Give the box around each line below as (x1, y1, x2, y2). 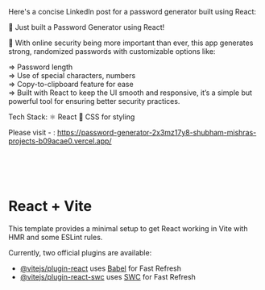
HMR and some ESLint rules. (8, 232, 103, 242)
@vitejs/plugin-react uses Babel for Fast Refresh (19, 263, 182, 273)
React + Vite (8, 197, 93, 216)
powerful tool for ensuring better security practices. (8, 97, 180, 106)
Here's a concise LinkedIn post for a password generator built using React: (8, 7, 256, 16)
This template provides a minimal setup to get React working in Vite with (8, 223, 248, 233)
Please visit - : (8, 128, 56, 137)
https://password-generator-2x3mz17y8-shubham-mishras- (56, 128, 257, 137)
